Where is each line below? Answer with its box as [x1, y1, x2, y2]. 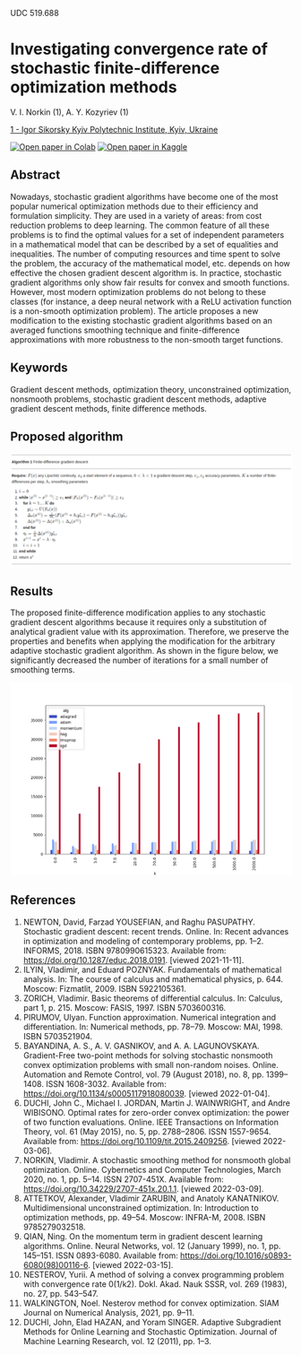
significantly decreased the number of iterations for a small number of [10, 655, 269, 666]
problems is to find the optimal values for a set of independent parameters [10, 229, 285, 240]
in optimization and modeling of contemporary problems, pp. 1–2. [22, 935, 264, 946]
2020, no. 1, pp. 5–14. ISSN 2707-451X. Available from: [22, 1174, 225, 1185]
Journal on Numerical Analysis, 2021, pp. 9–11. [22, 1307, 195, 1317]
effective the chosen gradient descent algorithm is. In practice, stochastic [10, 267, 282, 278]
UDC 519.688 [10, 8, 59, 18]
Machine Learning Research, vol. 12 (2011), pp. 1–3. [22, 1335, 211, 1346]
